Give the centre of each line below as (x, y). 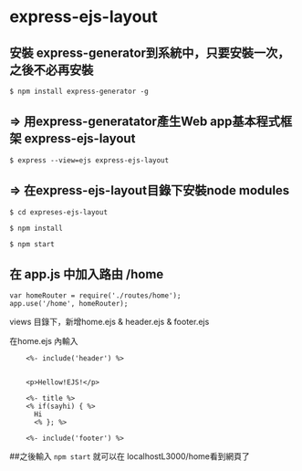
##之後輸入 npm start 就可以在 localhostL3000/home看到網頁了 (130, 456)
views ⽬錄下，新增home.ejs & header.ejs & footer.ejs (109, 322)
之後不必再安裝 (52, 70)
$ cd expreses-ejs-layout (58, 212)
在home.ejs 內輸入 (44, 341)
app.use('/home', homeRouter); (69, 304)
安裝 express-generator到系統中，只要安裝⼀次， (150, 52)
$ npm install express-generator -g (79, 91)
